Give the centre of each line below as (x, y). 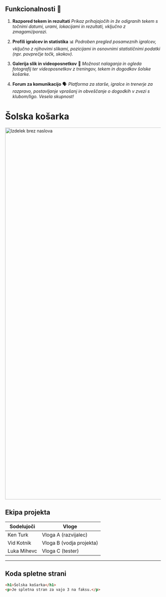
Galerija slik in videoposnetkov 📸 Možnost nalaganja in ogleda (77, 63)
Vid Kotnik (20, 542)
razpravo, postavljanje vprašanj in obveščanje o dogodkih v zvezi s (81, 91)
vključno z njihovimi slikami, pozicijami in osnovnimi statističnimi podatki (86, 49)
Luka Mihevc (22, 551)
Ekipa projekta (28, 512)
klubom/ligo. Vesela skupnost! (43, 96)
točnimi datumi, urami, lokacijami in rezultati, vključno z (69, 26)
